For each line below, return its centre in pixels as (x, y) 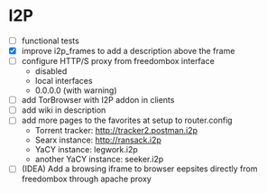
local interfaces (64, 81)
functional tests (51, 41)
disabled (51, 71)
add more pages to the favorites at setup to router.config (127, 120)
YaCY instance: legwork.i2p (87, 150)
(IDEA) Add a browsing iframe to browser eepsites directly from (139, 169)
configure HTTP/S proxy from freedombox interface (118, 61)
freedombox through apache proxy (87, 179)
